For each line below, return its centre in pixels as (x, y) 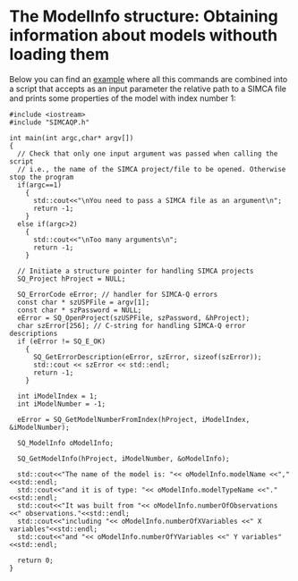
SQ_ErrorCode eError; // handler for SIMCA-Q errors (118, 294)
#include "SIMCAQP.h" (50, 122)
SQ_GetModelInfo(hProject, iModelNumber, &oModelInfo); (123, 459)
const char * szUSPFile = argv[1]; (84, 302)
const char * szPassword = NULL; (80, 310)
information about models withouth (144, 35)
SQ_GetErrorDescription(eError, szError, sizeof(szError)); (147, 357)
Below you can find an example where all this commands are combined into (149, 79)
